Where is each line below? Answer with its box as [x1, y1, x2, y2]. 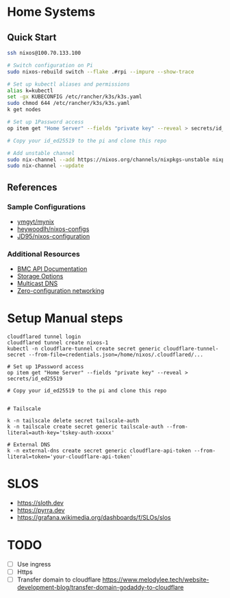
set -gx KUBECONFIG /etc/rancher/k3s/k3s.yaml [7, 93, 142, 100]
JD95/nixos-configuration [16, 232, 90, 240]
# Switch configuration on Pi [7, 62, 94, 69]
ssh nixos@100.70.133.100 [7, 49, 81, 56]
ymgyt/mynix [16, 217, 55, 226]
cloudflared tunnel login [7, 333, 81, 340]
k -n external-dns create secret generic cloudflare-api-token [7, 447, 192, 455]
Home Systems [7, 4, 96, 20]
